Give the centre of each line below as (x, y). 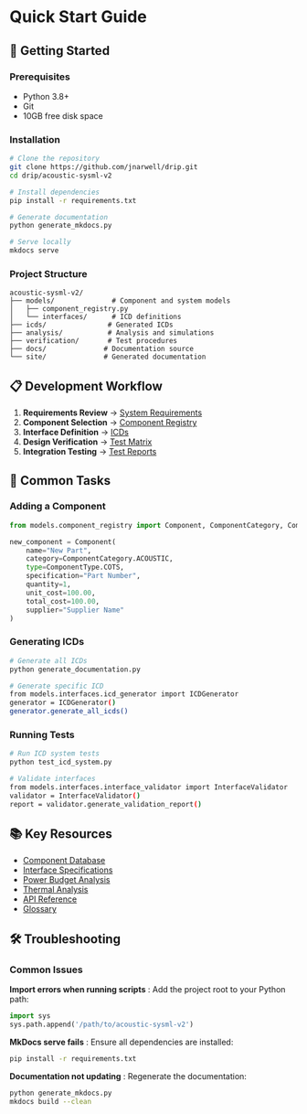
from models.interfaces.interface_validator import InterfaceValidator (148, 787)
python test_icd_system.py (61, 762)
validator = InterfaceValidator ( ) (75, 796)
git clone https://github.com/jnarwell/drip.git (104, 167)
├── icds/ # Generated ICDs (91, 325)
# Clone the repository (55, 159)
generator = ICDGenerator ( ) (63, 703)
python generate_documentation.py (75, 669)
